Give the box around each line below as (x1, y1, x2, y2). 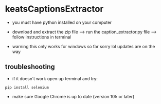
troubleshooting (5, 63, 55, 71)
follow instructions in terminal (12, 34, 72, 40)
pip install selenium (5, 85, 49, 90)
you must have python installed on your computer (12, 19, 112, 25)
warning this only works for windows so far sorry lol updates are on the (12, 43, 155, 49)
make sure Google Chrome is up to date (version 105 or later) (12, 93, 135, 99)
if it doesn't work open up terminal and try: (12, 75, 98, 81)
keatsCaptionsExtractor (5, 3, 104, 15)
